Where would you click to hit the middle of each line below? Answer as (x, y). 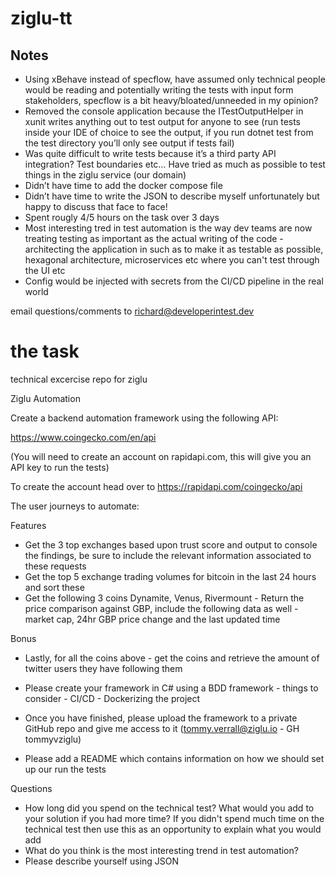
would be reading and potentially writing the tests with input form (159, 90)
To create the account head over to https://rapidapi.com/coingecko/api (156, 486)
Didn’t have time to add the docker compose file (123, 185)
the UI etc (45, 270)
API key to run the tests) (60, 467)
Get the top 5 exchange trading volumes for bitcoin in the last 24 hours (170, 576)
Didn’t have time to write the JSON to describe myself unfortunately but (172, 196)
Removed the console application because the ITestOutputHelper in (164, 111)
